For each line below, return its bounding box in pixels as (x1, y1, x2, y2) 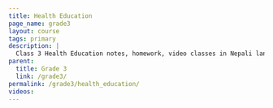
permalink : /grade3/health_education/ (8, 80, 140, 88)
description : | (8, 42, 60, 50)
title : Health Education (8, 11, 93, 20)
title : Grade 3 (15, 65, 67, 73)
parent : (8, 58, 35, 66)
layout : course (8, 27, 60, 35)
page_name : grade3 (8, 19, 71, 28)
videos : (8, 87, 35, 96)
